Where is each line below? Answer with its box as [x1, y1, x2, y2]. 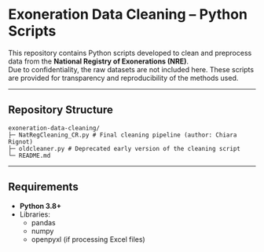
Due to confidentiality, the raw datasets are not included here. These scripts [8, 64, 254, 74]
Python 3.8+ [19, 201, 61, 210]
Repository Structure [8, 104, 114, 117]
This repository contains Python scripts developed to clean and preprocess [8, 48, 252, 57]
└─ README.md [8, 152, 51, 159]
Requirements [8, 181, 79, 194]
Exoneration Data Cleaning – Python [8, 5, 247, 24]
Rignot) [8, 137, 34, 146]
